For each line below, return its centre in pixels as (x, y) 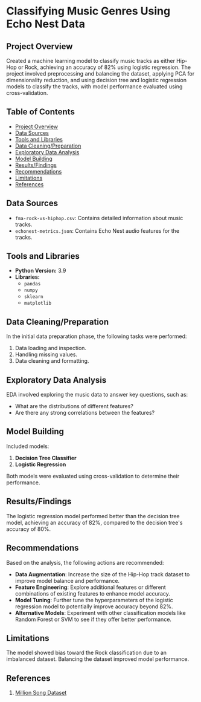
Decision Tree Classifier (46, 458)
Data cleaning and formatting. (52, 361)
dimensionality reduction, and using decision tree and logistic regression (97, 80)
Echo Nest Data (46, 24)
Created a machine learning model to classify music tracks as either (91, 61)
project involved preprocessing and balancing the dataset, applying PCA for (101, 73)
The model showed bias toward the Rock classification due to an (87, 653)
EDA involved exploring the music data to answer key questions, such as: (97, 395)
